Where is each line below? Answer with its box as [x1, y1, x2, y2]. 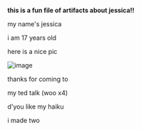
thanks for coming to [7, 75, 69, 83]
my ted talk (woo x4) [7, 89, 68, 97]
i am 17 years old [7, 33, 57, 42]
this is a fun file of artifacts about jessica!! [7, 6, 135, 14]
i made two [7, 117, 41, 124]
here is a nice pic [7, 48, 58, 55]
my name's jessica [7, 20, 62, 28]
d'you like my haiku [7, 102, 64, 111]
